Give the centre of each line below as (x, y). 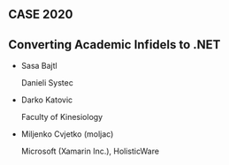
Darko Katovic (47, 100)
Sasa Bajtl (39, 66)
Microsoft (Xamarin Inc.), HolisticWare (90, 151)
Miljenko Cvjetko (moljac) (67, 134)
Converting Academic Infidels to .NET (114, 45)
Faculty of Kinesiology (62, 117)
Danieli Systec (47, 83)
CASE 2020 (41, 15)
